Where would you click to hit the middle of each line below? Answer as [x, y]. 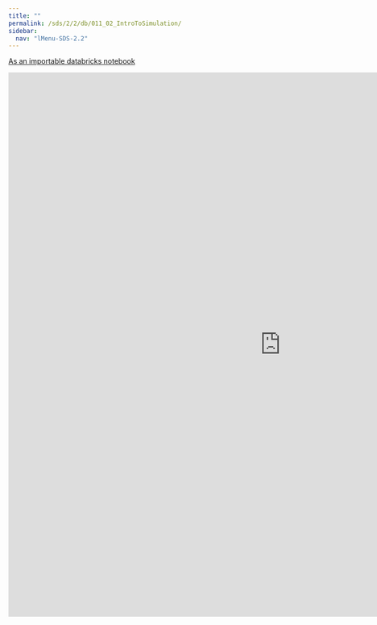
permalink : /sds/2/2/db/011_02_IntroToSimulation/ [95, 23]
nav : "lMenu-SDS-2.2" [52, 38]
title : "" [25, 16]
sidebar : [23, 31]
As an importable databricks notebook [72, 61]
